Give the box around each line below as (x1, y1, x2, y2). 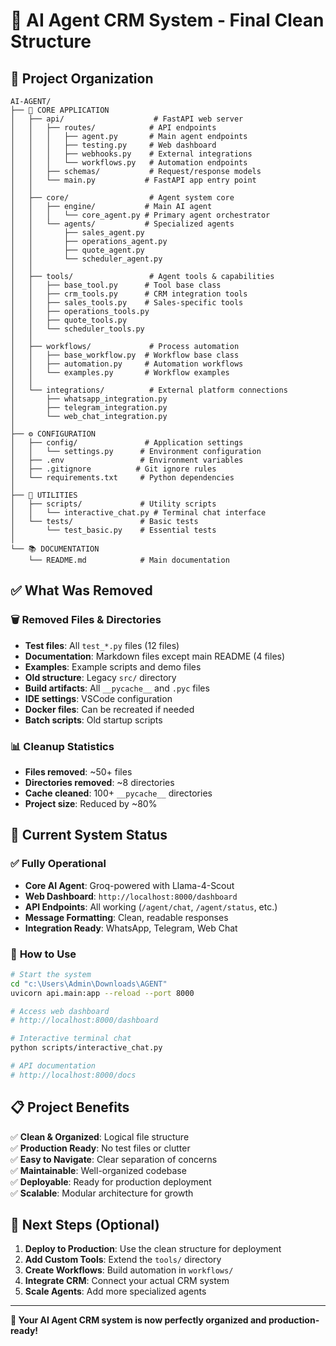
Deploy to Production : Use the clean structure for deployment (24, 1243, 282, 1255)
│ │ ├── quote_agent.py (10, 245, 145, 255)
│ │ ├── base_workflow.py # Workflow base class (10, 350, 240, 360)
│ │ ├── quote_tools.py (10, 315, 128, 325)
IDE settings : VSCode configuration (24, 692, 173, 704)
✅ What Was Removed (10, 582, 153, 599)
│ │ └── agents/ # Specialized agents (10, 219, 235, 229)
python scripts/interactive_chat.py (10, 1043, 163, 1053)
